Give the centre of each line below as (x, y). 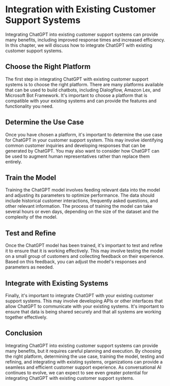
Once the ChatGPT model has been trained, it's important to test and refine (84, 246)
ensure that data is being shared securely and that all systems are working (83, 312)
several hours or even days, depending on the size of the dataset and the (82, 212)
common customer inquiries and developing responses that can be (76, 145)
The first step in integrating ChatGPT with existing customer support (77, 79)
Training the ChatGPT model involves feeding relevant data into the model (83, 190)
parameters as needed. (30, 267)
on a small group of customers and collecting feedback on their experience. (85, 256)
